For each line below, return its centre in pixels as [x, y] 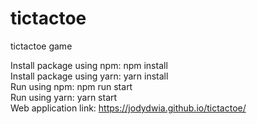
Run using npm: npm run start [71, 86]
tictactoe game [41, 46]
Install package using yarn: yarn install [89, 76]
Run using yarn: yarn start [64, 97]
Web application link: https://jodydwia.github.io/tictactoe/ [128, 108]
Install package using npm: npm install [89, 65]
